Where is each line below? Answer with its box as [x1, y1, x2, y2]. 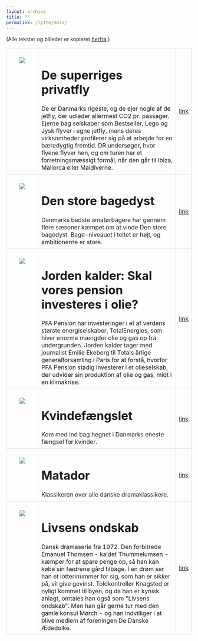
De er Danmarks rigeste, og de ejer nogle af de [41, 104, 171, 113]
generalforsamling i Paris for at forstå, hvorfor [41, 356, 168, 364]
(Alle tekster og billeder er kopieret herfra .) [6, 36, 110, 43]
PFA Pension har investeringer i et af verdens [41, 319, 166, 327]
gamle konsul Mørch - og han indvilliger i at [41, 609, 162, 617]
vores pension [41, 282, 123, 298]
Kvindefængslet [41, 408, 133, 423]
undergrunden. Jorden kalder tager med [41, 341, 153, 350]
